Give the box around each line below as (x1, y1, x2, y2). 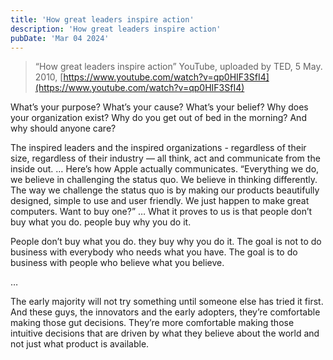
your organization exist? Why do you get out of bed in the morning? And (10, 112, 307, 124)
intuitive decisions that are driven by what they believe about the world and (10, 327, 320, 340)
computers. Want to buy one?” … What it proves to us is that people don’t (10, 206, 313, 218)
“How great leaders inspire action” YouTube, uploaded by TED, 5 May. (34, 61, 323, 73)
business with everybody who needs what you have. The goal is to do (10, 246, 298, 258)
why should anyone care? (10, 122, 117, 135)
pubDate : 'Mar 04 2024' (10, 33, 110, 43)
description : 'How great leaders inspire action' (10, 24, 222, 34)
